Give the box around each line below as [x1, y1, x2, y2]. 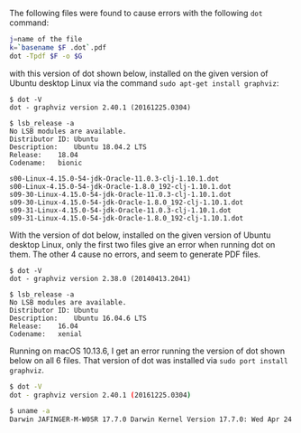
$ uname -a [9, 407, 50, 416]
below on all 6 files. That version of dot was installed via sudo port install [9, 354, 288, 365]
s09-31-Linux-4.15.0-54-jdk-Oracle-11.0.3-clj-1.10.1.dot [9, 205, 232, 215]
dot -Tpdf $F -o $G [9, 52, 83, 61]
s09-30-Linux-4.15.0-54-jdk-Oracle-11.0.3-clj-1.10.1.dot [9, 190, 232, 199]
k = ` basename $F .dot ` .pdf [9, 42, 106, 52]
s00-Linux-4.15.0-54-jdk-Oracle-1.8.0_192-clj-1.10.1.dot [9, 182, 232, 191]
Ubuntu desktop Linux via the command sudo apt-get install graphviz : [9, 77, 279, 89]
